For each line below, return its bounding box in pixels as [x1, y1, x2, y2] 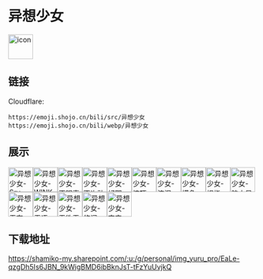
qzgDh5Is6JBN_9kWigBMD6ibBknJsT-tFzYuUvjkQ [8, 262, 172, 272]
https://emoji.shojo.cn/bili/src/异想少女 [8, 113, 145, 121]
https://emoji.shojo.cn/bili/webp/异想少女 [8, 122, 148, 130]
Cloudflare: [8, 96, 45, 106]
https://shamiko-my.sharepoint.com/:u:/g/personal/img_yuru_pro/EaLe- [8, 254, 240, 263]
